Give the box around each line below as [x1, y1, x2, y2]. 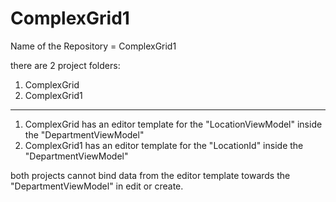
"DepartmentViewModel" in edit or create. [10, 180, 184, 192]
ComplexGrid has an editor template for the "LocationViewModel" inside [24, 118, 323, 130]
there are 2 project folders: [10, 59, 121, 71]
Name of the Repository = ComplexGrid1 [10, 40, 177, 52]
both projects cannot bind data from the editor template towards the [10, 169, 291, 181]
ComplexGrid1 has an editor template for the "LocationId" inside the [24, 139, 304, 151]
